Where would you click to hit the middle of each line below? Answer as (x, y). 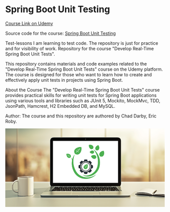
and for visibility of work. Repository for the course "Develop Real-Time (80, 48)
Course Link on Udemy (29, 23)
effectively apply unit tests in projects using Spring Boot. (64, 80)
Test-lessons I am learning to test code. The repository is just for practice (82, 43)
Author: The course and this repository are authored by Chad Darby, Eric (81, 116)
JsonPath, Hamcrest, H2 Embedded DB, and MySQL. (60, 106)
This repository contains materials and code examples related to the (76, 64)
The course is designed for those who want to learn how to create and (78, 74)
